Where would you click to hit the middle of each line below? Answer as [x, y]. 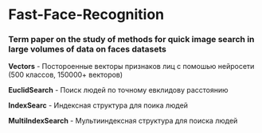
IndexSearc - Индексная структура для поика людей [98, 105]
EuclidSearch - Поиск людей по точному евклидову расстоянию [118, 90]
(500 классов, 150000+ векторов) [66, 75]
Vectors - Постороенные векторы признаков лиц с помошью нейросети [131, 66]
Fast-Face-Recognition [86, 15]
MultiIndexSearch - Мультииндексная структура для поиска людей [123, 121]
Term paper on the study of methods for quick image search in [131, 40]
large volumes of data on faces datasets [88, 49]
